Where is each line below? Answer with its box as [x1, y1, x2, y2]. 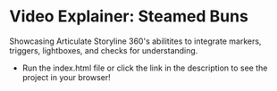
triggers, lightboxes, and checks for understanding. [9, 45, 198, 55]
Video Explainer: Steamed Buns [9, 6, 248, 27]
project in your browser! [21, 71, 112, 82]
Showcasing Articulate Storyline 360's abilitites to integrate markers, [9, 36, 262, 46]
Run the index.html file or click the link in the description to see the [21, 62, 268, 73]
